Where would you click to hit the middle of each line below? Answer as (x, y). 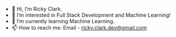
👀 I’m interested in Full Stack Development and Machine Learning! (91, 15)
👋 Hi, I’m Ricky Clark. (37, 9)
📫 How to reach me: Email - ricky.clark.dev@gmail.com (79, 28)
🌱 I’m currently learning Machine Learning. (63, 21)
